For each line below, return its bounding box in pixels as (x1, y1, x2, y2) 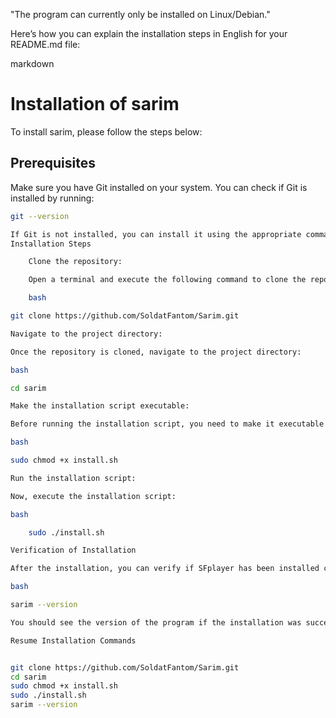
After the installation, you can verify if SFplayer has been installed (10, 564, 320, 574)
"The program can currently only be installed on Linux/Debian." (10, 9, 271, 20)
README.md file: (10, 39, 81, 50)
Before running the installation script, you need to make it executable (10, 419, 325, 429)
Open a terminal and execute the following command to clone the (28, 275, 307, 285)
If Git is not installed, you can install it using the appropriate (10, 229, 302, 239)
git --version (10, 211, 70, 221)
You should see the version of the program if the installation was (10, 617, 302, 628)
